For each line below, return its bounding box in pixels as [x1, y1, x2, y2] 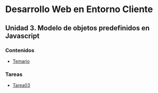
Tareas [5, 71, 23, 78]
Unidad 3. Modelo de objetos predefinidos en [5, 24, 150, 32]
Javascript [5, 31, 40, 40]
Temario [12, 58, 30, 64]
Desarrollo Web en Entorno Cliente [5, 4, 153, 15]
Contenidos [5, 46, 35, 54]
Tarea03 [12, 82, 30, 88]
